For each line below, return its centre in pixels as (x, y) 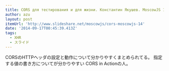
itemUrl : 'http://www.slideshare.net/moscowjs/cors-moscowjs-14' (75, 24)
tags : (11, 33)
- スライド (20, 42)
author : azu (18, 14)
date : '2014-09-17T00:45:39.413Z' (41, 28)
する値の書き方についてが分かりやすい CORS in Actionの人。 (68, 63)
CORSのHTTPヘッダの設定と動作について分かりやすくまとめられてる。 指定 (84, 57)
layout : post (19, 19)
